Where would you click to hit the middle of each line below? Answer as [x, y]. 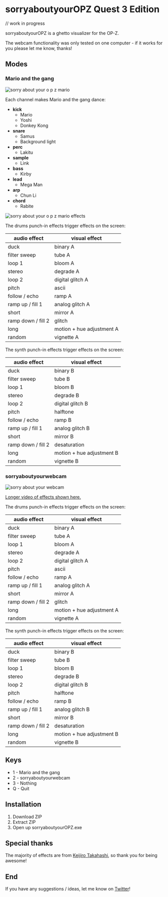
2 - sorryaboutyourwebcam [41, 778]
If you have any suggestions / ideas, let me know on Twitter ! [68, 889]
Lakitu [27, 152]
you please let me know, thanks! [39, 48]
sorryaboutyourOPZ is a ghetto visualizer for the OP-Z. [62, 33]
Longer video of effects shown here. [43, 497]
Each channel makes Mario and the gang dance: [56, 99]
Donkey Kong [34, 125]
